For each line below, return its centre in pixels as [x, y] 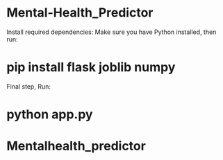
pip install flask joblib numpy [91, 68]
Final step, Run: [29, 86]
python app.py [50, 115]
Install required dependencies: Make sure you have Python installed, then [111, 32]
